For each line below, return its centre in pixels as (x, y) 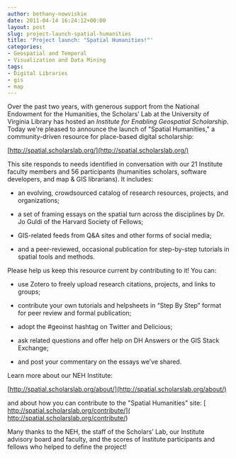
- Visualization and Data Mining (57, 60)
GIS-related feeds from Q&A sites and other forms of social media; (114, 235)
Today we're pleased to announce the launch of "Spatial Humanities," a (111, 129)
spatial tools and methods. (56, 257)
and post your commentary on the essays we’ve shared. (100, 362)
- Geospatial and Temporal (47, 54)
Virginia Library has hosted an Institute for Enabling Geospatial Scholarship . (118, 122)
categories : (25, 47)
